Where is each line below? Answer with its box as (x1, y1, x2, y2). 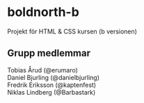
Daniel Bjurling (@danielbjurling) (7, 73, 99, 81)
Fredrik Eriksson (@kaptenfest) (7, 81, 96, 89)
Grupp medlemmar (7, 47, 91, 59)
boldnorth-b (7, 4, 80, 20)
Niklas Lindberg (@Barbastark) (7, 88, 96, 96)
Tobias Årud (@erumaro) (7, 65, 79, 74)
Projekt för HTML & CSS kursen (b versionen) (7, 27, 138, 35)
